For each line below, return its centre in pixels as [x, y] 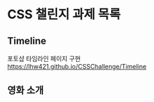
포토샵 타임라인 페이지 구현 [44, 58]
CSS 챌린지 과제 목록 [64, 14]
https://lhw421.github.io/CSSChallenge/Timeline [77, 66]
